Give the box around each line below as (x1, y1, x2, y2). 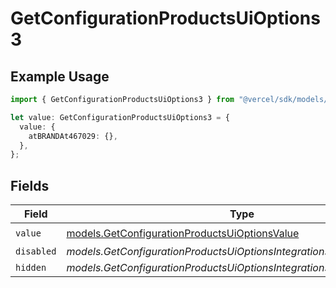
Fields (10, 177, 50, 194)
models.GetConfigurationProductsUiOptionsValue (66, 226, 300, 240)
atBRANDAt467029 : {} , (28, 131, 118, 141)
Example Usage (10, 68, 110, 85)
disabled (15, 246, 57, 257)
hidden (15, 262, 47, 274)
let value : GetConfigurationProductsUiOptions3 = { (10, 112, 230, 122)
